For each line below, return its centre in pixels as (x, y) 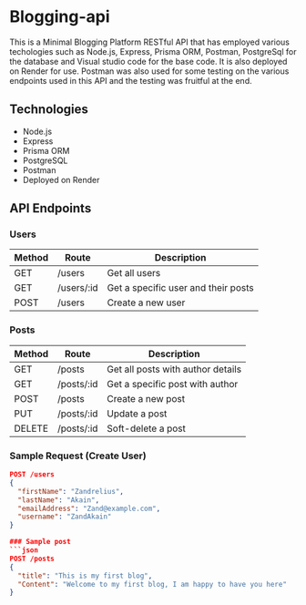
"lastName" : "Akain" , (59, 500)
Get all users (134, 273)
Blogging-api (60, 17)
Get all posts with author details (174, 369)
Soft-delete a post (147, 428)
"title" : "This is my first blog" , (85, 576)
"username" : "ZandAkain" (65, 517)
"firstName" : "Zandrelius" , (71, 491)
